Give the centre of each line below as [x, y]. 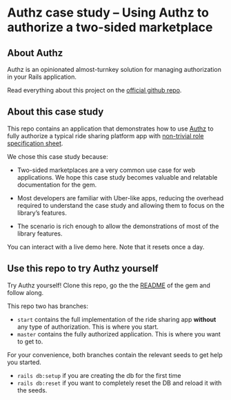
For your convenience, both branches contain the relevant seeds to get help [115, 354]
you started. [24, 362]
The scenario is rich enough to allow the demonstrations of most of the [118, 226]
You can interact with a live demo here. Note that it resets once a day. [106, 247]
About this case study [56, 112]
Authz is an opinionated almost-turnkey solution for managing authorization [114, 69]
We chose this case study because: [58, 156]
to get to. [30, 341]
